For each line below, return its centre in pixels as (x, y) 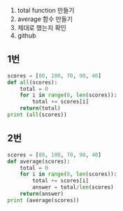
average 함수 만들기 (45, 19)
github (27, 36)
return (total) (40, 108)
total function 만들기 (46, 10)
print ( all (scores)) (37, 115)
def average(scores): (39, 161)
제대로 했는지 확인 (42, 28)
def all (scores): (32, 82)
